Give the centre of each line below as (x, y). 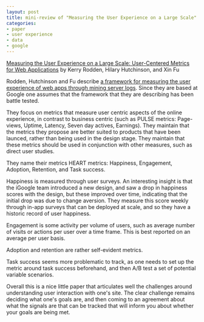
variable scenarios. (30, 275)
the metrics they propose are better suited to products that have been (93, 132)
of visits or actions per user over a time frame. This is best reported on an (98, 231)
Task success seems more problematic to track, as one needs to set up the (100, 261)
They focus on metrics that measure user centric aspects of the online (94, 112)
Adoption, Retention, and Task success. (56, 169)
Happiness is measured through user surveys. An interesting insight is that (100, 181)
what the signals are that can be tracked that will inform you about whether (100, 306)
